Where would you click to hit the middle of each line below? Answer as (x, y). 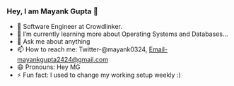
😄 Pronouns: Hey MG (48, 67)
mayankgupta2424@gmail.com (63, 60)
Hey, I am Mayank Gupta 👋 (52, 11)
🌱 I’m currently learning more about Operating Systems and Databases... (122, 34)
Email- (158, 49)
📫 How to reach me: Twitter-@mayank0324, (82, 49)
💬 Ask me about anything (53, 42)
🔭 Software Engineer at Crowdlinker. (70, 27)
